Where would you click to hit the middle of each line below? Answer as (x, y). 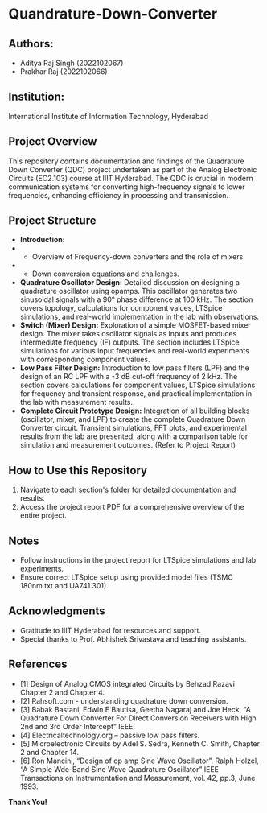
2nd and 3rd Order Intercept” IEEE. (77, 726)
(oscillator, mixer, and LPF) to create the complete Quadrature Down (133, 419)
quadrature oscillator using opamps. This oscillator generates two (129, 291)
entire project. (43, 515)
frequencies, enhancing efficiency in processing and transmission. (119, 195)
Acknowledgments (57, 611)
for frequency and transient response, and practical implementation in (136, 394)
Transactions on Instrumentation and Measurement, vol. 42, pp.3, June (138, 778)
